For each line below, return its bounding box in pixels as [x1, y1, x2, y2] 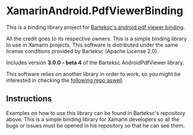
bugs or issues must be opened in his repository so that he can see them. [6, 122, 185, 129]
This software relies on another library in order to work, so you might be [6, 70, 181, 77]
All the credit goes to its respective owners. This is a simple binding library [6, 35, 187, 42]
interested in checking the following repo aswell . [6, 77, 124, 84]
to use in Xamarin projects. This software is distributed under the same [6, 41, 178, 48]
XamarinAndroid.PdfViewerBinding [6, 4, 184, 18]
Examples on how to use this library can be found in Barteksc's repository [6, 109, 186, 116]
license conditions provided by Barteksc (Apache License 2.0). [6, 47, 159, 54]
